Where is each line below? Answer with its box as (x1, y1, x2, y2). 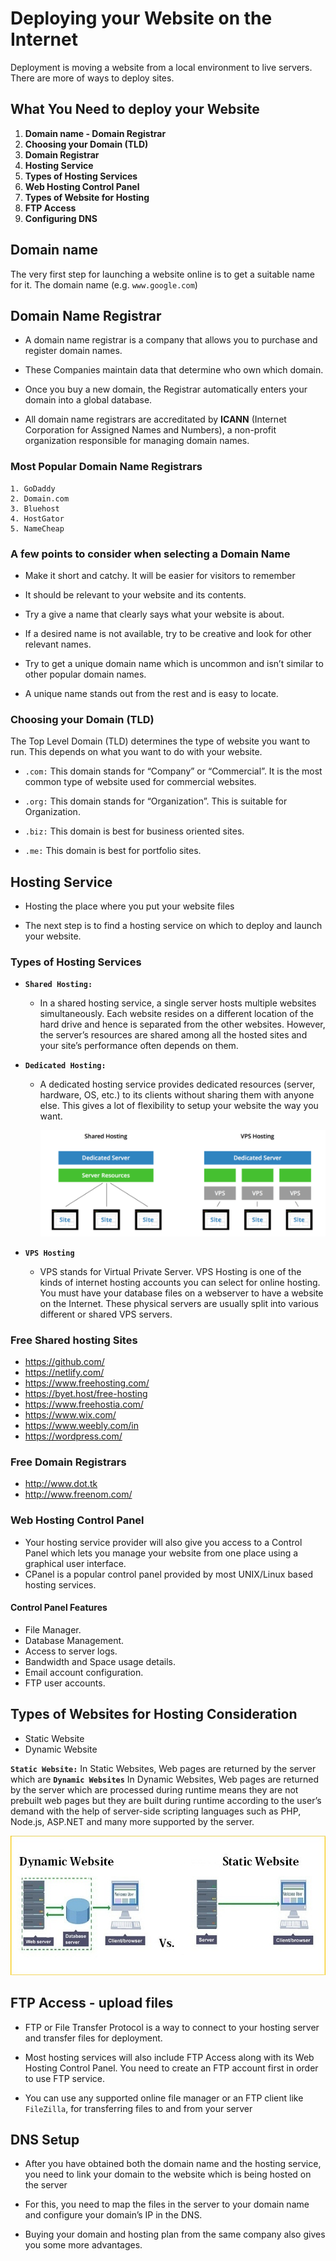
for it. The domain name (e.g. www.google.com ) (10, 278, 198, 291)
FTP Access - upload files (10, 1995, 174, 2012)
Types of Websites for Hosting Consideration (10, 1706, 298, 1723)
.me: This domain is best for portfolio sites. (24, 845, 202, 857)
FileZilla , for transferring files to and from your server (24, 2102, 253, 2114)
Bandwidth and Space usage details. (24, 1655, 177, 1667)
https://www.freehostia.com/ (24, 1398, 144, 1411)
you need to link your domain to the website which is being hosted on (24, 2168, 312, 2181)
